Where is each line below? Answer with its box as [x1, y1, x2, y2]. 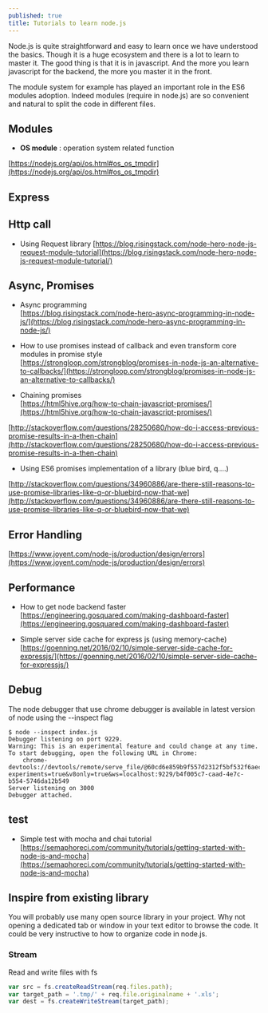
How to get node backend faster [19, 602, 127, 611]
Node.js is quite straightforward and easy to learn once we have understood [8, 41, 258, 50]
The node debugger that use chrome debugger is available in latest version [8, 704, 255, 713]
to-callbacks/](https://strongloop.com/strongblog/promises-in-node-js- [19, 367, 256, 376]
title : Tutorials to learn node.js [8, 19, 127, 27]
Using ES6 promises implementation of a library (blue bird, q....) [19, 464, 229, 474]
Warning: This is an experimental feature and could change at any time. [8, 742, 259, 750]
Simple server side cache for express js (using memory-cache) [19, 634, 227, 644]
